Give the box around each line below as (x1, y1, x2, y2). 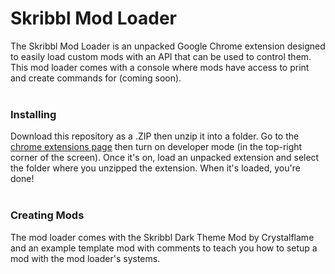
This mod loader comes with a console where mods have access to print (10, 61, 310, 73)
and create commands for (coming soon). (10, 72, 182, 84)
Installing (10, 107, 57, 121)
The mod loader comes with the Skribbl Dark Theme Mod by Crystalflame (10, 231, 315, 243)
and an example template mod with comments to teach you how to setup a (10, 242, 318, 254)
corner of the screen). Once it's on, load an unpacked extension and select (10, 152, 320, 164)
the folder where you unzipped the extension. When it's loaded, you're (10, 162, 301, 174)
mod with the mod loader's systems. (10, 252, 161, 264)
